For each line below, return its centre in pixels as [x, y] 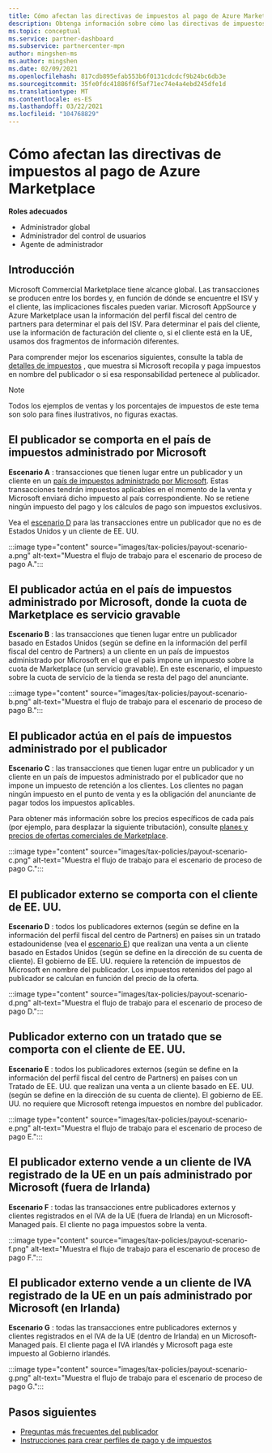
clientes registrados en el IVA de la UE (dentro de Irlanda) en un [115, 1336]
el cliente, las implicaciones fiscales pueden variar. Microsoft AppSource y [132, 306]
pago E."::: [25, 1136]
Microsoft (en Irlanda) [64, 1308]
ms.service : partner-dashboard [61, 39]
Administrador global [55, 227]
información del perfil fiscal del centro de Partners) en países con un [123, 1078]
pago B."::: [26, 711]
